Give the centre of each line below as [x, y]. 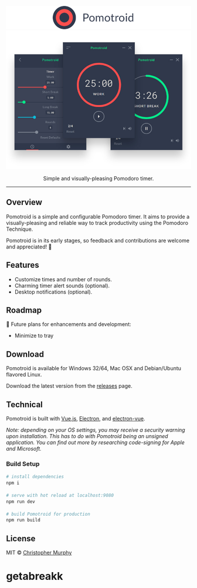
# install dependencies [35, 477]
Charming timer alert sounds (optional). [62, 285]
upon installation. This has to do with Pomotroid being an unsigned [87, 436]
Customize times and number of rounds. [63, 279]
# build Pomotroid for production [48, 514]
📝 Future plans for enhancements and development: [69, 324]
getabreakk [35, 577]
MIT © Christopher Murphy [39, 553]
